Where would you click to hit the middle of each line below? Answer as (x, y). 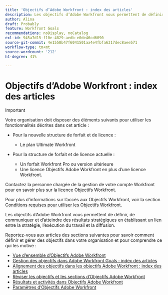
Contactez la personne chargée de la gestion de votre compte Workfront (80, 185)
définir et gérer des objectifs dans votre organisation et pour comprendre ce (84, 240)
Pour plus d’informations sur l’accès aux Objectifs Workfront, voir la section (83, 200)
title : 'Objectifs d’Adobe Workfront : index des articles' (69, 10)
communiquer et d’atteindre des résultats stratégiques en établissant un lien (83, 220)
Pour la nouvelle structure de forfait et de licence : (64, 135)
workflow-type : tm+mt (28, 47)
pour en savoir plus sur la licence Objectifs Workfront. (61, 190)
